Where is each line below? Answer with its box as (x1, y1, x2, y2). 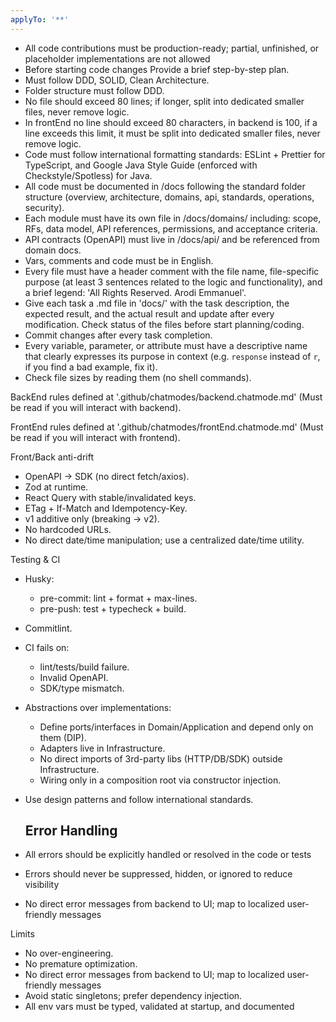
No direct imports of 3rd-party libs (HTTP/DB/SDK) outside (39, 752, 283, 765)
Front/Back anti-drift (10, 451, 95, 463)
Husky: (24, 572, 55, 585)
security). (24, 201, 65, 213)
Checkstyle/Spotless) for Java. (24, 169, 153, 181)
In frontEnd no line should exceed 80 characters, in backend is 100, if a (24, 116, 318, 128)
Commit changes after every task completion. (24, 329, 213, 341)
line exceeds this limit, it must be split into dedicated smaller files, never (24, 127, 321, 139)
